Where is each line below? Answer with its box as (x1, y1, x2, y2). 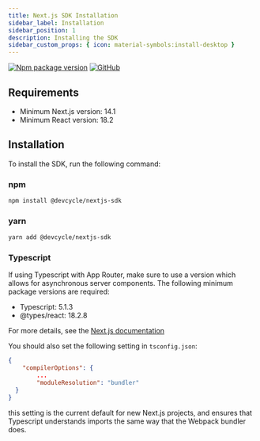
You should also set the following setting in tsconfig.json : (8, 341, 198, 351)
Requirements (8, 86, 79, 99)
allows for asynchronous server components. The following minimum (8, 279, 233, 288)
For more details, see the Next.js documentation (8, 326, 164, 336)
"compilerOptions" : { (22, 364, 93, 372)
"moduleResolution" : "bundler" (36, 379, 140, 387)
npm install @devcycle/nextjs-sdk (8, 197, 122, 205)
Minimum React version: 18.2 (19, 115, 114, 124)
